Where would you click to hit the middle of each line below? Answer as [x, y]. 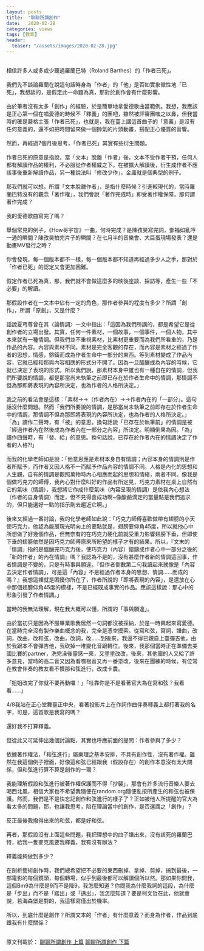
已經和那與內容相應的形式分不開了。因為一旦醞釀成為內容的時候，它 [112, 362]
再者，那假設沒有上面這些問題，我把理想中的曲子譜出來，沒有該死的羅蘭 [97, 834]
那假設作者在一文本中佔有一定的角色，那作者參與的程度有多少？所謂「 [94, 303]
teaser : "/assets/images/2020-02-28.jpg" [65, 46]
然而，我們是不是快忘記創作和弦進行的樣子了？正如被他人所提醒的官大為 [107, 799]
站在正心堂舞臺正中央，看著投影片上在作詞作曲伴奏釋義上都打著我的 [105, 704]
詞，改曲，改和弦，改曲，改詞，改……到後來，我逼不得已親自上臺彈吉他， [99, 638]
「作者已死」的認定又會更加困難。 [49, 267]
